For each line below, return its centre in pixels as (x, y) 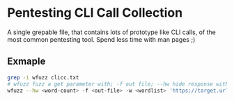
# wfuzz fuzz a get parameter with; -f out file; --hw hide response (110, 84)
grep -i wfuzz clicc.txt (43, 77)
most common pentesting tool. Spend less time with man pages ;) (101, 39)
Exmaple (26, 62)
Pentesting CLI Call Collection (95, 13)
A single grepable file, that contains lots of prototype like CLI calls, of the (111, 32)
